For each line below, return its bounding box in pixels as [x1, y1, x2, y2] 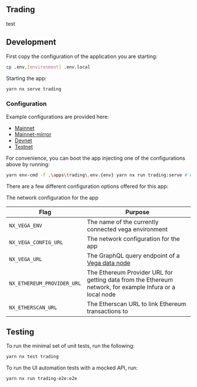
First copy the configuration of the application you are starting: [6, 53, 158, 60]
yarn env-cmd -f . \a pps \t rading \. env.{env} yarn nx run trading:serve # [6, 172, 188, 178]
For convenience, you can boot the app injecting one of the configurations [6, 155, 186, 162]
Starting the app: [6, 74, 47, 81]
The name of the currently [87, 218, 159, 226]
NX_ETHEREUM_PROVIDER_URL [9, 280, 81, 286]
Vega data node [87, 259, 131, 267]
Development [6, 37, 57, 47]
